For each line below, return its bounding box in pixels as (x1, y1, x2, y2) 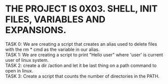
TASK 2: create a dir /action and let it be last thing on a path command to (5, 62, 157, 68)
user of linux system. (5, 57, 49, 63)
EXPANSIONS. (5, 25, 67, 36)
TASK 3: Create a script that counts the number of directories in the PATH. (5, 73, 160, 79)
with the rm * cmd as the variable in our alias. (5, 46, 100, 52)
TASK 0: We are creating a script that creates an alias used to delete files (5, 41, 157, 47)
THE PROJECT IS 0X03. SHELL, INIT (5, 3, 158, 15)
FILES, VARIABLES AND (5, 14, 106, 25)
